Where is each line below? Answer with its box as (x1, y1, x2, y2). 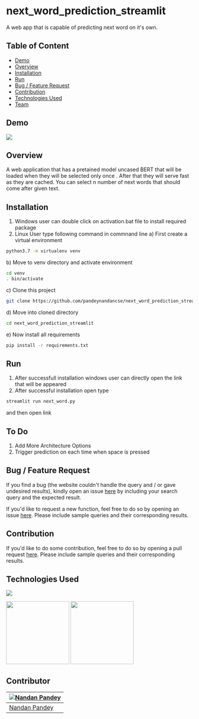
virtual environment (14, 237, 63, 244)
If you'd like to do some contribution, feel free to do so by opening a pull (6, 544, 182, 551)
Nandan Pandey (9, 704, 54, 712)
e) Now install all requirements (6, 330, 81, 338)
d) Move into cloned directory (6, 309, 79, 316)
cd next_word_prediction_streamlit (6, 320, 94, 326)
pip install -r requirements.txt (6, 342, 89, 348)
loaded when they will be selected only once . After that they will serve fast (6, 172, 190, 179)
